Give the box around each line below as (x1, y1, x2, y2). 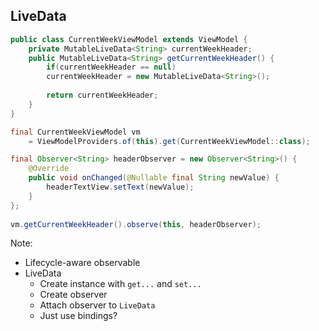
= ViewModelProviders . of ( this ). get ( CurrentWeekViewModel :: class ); (28, 136, 311, 146)
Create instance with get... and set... (39, 278, 202, 290)
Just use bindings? (39, 310, 118, 322)
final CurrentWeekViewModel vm (10, 127, 141, 137)
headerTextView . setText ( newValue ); (46, 182, 195, 193)
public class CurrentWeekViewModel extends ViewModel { (10, 34, 248, 44)
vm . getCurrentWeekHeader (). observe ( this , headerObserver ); (10, 219, 262, 229)
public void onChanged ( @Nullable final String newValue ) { (28, 173, 280, 183)
